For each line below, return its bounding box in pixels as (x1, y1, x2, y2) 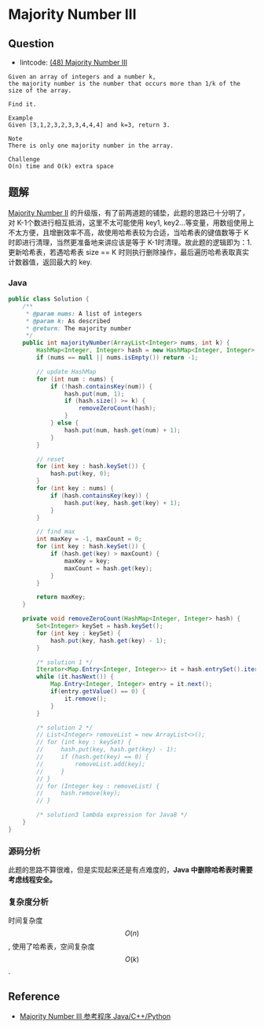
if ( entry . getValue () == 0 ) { (49, 688, 146, 695)
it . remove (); (64, 695, 108, 703)
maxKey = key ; (64, 557, 111, 565)
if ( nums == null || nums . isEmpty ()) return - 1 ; (36, 354, 199, 362)
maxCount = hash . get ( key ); (64, 564, 153, 572)
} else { (49, 419, 79, 427)
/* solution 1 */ (36, 658, 93, 666)
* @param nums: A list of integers (25, 309, 143, 318)
